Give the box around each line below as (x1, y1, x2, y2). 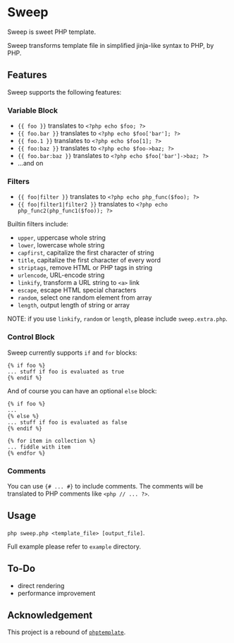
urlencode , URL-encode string (17, 271, 105, 279)
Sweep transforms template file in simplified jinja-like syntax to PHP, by (7, 41, 214, 49)
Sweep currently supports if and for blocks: (7, 348, 137, 357)
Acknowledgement (7, 609, 93, 621)
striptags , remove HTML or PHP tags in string (17, 264, 153, 272)
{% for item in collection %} (7, 437, 97, 444)
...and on (17, 159, 44, 168)
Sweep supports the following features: (7, 87, 122, 96)
